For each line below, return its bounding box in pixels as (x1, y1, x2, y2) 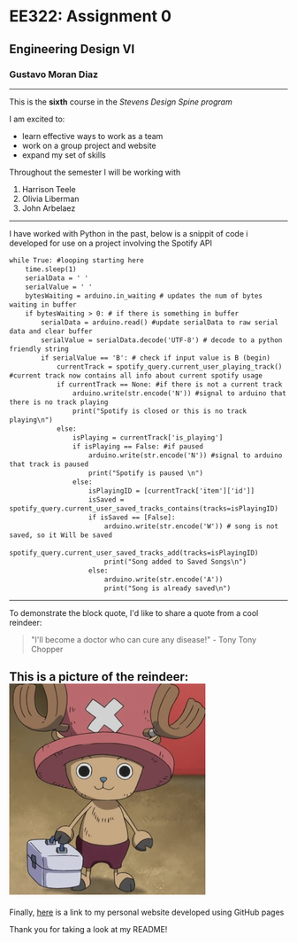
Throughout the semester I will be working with (9, 167, 181, 177)
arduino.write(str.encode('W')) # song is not (103, 521, 278, 531)
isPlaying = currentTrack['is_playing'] (72, 433, 224, 442)
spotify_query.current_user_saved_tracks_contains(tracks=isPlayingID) (9, 503, 278, 513)
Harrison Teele (21, 183, 77, 194)
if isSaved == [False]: (88, 512, 176, 522)
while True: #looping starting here (9, 255, 144, 265)
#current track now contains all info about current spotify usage (9, 370, 263, 380)
